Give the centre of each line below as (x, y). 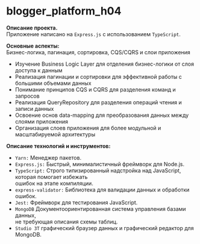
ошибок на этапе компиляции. (54, 183)
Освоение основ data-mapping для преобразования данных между (102, 115)
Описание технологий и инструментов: (58, 146)
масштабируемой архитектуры (55, 134)
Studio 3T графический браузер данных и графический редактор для (104, 228)
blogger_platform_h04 (64, 11)
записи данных (34, 108)
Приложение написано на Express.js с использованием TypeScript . (93, 34)
